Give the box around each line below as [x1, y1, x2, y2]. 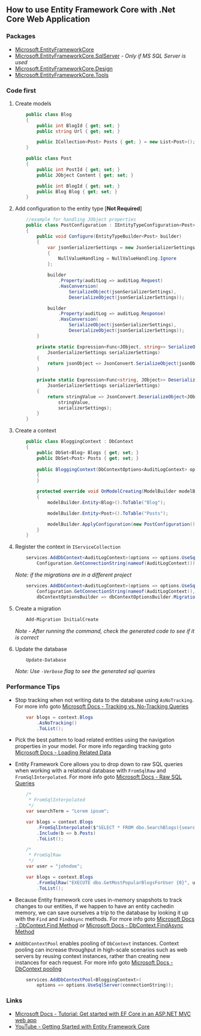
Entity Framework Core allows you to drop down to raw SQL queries [14, 761, 183, 768]
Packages [6, 32, 36, 41]
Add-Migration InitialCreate [26, 616, 99, 623]
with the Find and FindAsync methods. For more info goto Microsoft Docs [14, 915, 195, 923]
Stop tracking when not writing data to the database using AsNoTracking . [14, 696, 194, 704]
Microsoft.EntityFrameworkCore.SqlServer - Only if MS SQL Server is [14, 52, 186, 59]
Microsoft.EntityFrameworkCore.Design [14, 65, 113, 72]
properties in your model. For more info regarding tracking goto [14, 743, 172, 750]
